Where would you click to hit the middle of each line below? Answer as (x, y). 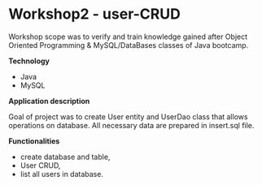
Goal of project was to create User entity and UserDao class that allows (128, 116)
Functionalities (34, 141)
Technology (29, 61)
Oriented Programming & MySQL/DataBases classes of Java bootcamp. (129, 45)
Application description (49, 101)
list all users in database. (62, 174)
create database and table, (65, 157)
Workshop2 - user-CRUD (94, 14)
